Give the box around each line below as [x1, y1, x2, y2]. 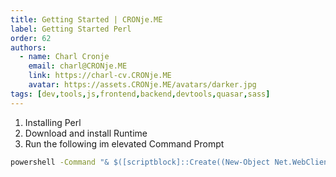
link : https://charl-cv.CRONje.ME [28, 71, 172, 81]
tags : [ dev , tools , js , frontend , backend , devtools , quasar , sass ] [10, 89, 271, 99]
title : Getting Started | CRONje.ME [10, 14, 163, 25]
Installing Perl [24, 116, 82, 128]
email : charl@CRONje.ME [28, 61, 128, 71]
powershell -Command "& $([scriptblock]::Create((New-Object [10, 157, 271, 167]
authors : [10, 42, 47, 53]
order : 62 [10, 33, 52, 43]
